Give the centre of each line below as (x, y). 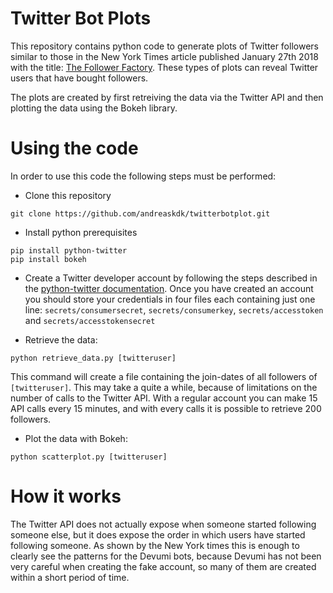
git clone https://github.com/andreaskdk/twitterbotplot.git (140, 213)
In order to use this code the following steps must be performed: (143, 176)
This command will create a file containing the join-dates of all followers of (164, 376)
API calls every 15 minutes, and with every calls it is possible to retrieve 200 (166, 408)
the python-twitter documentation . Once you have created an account (169, 288)
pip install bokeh (48, 259)
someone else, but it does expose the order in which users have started (158, 534)
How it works (66, 496)
